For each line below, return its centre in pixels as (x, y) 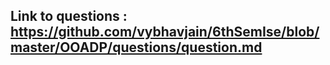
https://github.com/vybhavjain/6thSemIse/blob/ (165, 32)
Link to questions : (69, 16)
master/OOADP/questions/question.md (136, 47)
